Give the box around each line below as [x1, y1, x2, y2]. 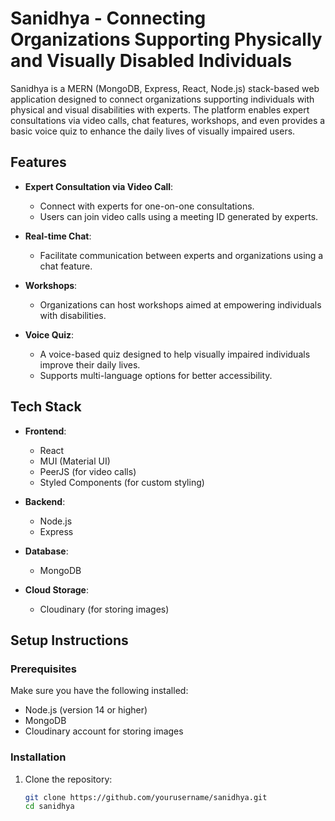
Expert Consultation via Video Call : [24, 180, 174, 192]
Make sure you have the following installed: [10, 685, 189, 697]
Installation [10, 750, 67, 764]
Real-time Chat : [24, 230, 92, 242]
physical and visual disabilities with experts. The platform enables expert [10, 103, 310, 116]
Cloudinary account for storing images [24, 725, 184, 737]
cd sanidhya [24, 802, 75, 812]
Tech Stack [10, 398, 82, 416]
